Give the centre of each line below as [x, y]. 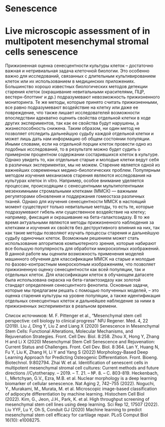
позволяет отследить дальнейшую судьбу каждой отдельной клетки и [80, 134]
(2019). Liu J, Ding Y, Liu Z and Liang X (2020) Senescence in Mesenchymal [82, 326]
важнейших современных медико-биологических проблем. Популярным [83, 170]
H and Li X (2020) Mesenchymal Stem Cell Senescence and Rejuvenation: [80, 342]
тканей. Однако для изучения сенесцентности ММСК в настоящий [76, 202]
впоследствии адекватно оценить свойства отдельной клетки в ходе [78, 118]
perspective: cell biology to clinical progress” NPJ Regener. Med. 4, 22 [77, 321]
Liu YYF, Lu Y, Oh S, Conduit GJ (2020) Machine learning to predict [73, 410]
